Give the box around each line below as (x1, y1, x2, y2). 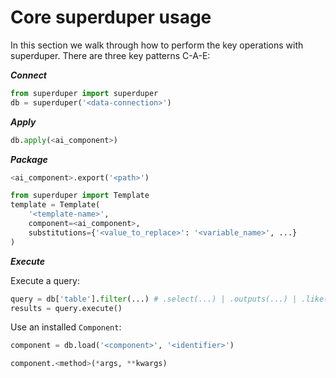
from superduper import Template (10, 191, 150, 201)
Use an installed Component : (10, 321, 122, 333)
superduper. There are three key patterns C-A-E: (10, 49, 211, 61)
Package (10, 153, 48, 165)
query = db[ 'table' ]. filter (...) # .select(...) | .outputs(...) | (10, 294, 298, 304)
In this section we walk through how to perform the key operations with (10, 39, 304, 51)
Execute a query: (10, 274, 80, 286)
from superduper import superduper (10, 88, 159, 98)
